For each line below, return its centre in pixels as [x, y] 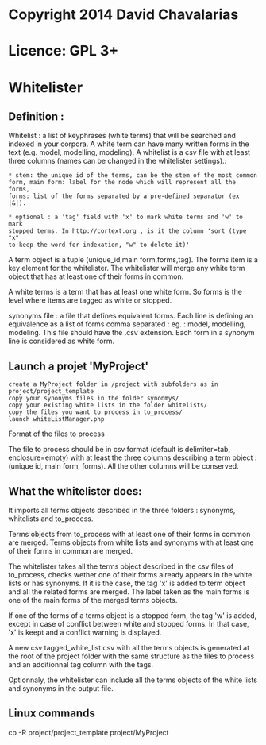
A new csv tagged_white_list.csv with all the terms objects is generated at [129, 648]
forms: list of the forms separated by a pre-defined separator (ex [124, 196]
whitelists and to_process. [51, 519]
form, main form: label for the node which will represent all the [122, 183]
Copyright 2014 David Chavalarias [123, 15]
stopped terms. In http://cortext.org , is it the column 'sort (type [127, 231]
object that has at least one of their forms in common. [96, 276]
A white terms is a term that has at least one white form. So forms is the [125, 292]
